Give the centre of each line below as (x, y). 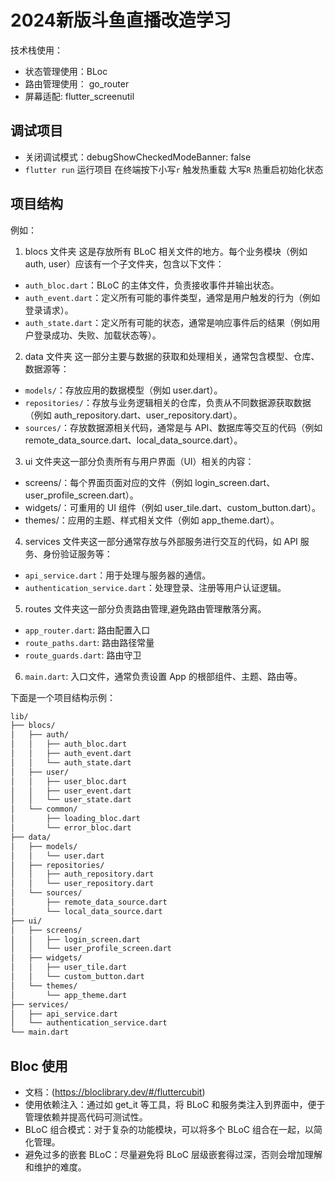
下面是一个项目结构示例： (63, 697)
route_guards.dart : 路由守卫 (83, 655)
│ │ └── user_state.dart (71, 800)
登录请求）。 (49, 310)
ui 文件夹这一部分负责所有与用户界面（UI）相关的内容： (139, 461)
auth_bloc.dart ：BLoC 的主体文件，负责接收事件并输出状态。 (152, 285)
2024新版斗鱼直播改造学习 (121, 20)
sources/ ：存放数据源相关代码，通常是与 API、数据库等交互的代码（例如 (173, 427)
